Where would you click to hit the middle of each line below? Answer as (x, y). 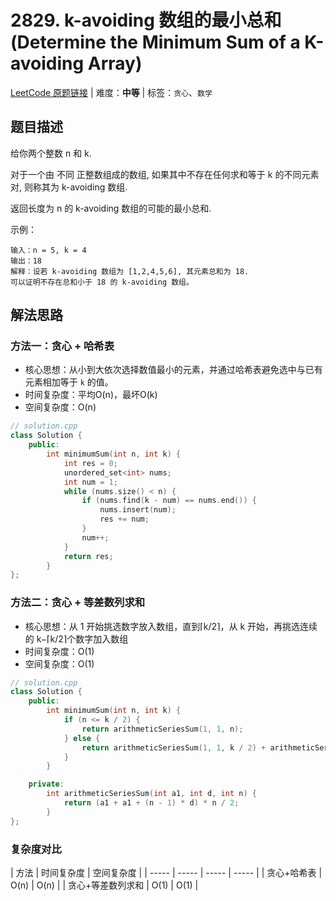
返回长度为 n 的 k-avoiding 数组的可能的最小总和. (111, 208)
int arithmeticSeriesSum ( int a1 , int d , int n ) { (151, 794)
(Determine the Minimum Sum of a (155, 42)
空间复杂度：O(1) (59, 663)
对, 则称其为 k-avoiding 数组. (69, 187)
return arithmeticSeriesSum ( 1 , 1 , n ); (162, 729)
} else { (82, 738)
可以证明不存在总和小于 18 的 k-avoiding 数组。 (102, 282)
